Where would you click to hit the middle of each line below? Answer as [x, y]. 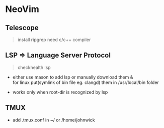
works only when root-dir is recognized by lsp [60, 92]
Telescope [22, 28]
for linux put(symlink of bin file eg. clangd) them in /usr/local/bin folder [86, 82]
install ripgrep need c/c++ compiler [54, 39]
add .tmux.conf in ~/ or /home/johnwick [54, 120]
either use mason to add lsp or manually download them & [73, 77]
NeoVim [22, 9]
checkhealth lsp [34, 67]
